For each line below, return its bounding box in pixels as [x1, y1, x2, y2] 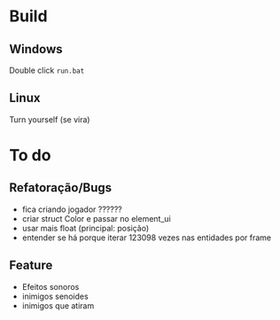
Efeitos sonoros [21, 281, 80, 292]
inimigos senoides [21, 291, 89, 301]
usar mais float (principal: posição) [21, 222, 150, 233]
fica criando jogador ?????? [21, 204, 122, 215]
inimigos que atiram [21, 300, 95, 311]
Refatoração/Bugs [9, 180, 113, 196]
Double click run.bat [9, 65, 85, 75]
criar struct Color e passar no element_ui [21, 213, 171, 223]
